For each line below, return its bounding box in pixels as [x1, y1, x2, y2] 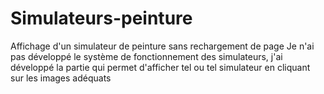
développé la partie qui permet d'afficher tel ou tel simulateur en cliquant [10, 61, 311, 73]
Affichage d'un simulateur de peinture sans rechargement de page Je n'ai [10, 40, 315, 52]
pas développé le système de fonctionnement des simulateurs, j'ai [10, 50, 283, 62]
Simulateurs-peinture [10, 7, 193, 30]
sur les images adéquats [10, 72, 112, 84]
